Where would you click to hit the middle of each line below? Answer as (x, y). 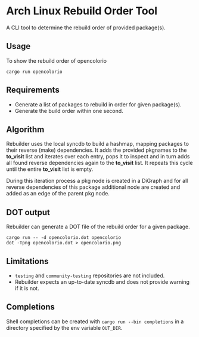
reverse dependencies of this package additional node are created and (93, 187)
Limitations (27, 261)
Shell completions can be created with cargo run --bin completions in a (95, 321)
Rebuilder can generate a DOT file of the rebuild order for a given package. (98, 227)
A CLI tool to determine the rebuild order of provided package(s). (86, 27)
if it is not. (27, 288)
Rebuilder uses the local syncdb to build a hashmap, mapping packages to (98, 144)
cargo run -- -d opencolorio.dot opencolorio (63, 238)
